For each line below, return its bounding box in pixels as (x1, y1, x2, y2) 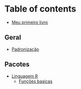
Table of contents (4, 3, 77, 15)
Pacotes (4, 60, 30, 69)
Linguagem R (11, 73, 38, 79)
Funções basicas (18, 78, 53, 84)
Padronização (11, 46, 40, 52)
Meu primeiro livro (11, 19, 48, 25)
